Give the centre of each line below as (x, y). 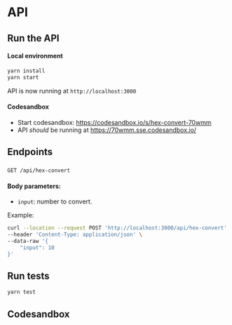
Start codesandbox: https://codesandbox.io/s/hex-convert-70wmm (114, 122)
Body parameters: (34, 186)
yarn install (26, 71)
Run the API (33, 38)
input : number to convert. (55, 201)
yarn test (22, 292)
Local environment (35, 56)
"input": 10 (37, 247)
